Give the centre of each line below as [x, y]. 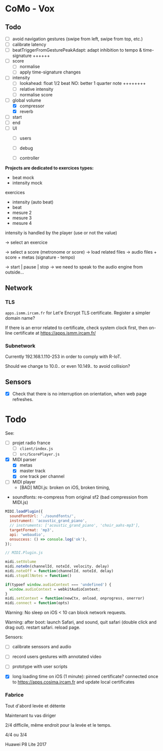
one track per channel [42, 477]
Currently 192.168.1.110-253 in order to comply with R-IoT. [63, 357]
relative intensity [36, 89]
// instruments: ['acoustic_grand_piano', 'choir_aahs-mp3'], [75, 526]
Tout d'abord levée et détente [35, 706]
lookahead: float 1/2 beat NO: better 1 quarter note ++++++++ [83, 83]
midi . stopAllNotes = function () [38, 576]
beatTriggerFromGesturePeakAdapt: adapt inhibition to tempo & [77, 50]
